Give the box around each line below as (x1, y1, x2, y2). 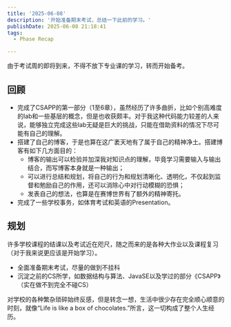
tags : (7, 29, 23, 37)
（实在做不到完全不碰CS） (17, 280, 93, 288)
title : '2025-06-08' (7, 10, 67, 17)
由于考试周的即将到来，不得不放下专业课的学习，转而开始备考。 (7, 61, 188, 70)
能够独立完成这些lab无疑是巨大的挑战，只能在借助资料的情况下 (29, 120, 208, 128)
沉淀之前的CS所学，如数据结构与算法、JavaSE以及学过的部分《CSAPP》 (17, 272, 221, 280)
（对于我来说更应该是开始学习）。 (7, 248, 101, 257)
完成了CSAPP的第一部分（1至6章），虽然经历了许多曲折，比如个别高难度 (17, 103, 222, 111)
